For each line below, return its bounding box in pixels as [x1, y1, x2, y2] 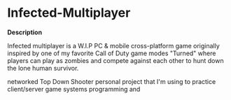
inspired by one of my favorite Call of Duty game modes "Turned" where [7, 49, 216, 57]
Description [7, 28, 43, 36]
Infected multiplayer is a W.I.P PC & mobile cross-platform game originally [7, 41, 220, 50]
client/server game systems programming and [7, 85, 141, 93]
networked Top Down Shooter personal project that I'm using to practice [7, 77, 216, 85]
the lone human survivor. [7, 64, 79, 72]
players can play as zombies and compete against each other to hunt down [7, 56, 224, 64]
